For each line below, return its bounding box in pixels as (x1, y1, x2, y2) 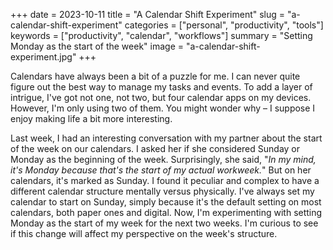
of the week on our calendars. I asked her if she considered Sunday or (10, 143, 301, 154)
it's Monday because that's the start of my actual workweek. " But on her (10, 164, 312, 176)
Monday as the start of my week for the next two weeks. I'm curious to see (10, 217, 319, 229)
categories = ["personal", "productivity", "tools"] (124, 19, 324, 31)
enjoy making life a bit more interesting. (10, 113, 173, 124)
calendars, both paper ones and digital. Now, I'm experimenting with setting (10, 207, 323, 218)
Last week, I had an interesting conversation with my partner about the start (10, 132, 323, 144)
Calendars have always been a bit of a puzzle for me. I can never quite (10, 70, 301, 82)
